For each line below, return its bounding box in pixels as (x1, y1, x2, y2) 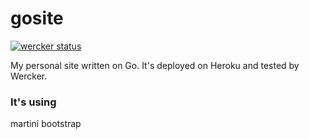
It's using (10, 95, 57, 109)
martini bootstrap (10, 118, 82, 130)
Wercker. (10, 70, 48, 82)
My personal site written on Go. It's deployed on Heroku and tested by (10, 59, 300, 71)
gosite (10, 7, 64, 30)
